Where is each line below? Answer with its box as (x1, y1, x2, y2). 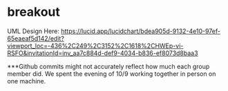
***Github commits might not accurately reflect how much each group (7, 62, 210, 70)
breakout (7, 4, 61, 20)
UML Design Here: (7, 27, 60, 35)
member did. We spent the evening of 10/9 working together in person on (7, 70, 216, 78)
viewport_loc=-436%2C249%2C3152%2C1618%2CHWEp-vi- (7, 41, 184, 50)
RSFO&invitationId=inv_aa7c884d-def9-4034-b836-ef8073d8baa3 (7, 49, 198, 57)
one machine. (7, 77, 46, 85)
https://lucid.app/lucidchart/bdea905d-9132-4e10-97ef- (61, 27, 221, 35)
